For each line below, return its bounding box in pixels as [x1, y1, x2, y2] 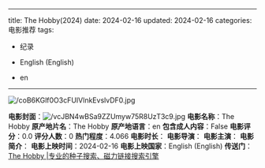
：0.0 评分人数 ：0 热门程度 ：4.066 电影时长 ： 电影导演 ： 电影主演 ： [15, 132, 238, 140]
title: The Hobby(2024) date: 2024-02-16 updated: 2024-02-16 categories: [8, 16, 252, 24]
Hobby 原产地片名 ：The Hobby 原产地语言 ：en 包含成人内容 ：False [8, 121, 229, 131]
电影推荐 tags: [8, 25, 54, 34]
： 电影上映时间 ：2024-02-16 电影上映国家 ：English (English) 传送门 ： [22, 141, 252, 151]
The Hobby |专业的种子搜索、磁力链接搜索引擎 [8, 151, 159, 160]
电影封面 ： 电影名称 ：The [8, 112, 235, 121]
